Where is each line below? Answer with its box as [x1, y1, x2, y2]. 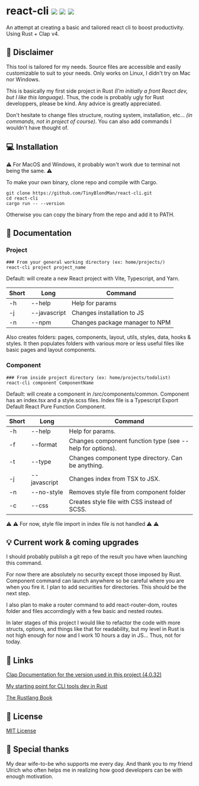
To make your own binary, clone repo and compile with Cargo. [6, 178, 158, 185]
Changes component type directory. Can [69, 453, 182, 462]
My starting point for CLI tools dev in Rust [6, 683, 108, 690]
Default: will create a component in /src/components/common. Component [6, 390, 190, 397]
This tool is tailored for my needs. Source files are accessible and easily [6, 63, 181, 70]
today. [6, 638, 22, 645]
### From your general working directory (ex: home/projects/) [6, 260, 166, 266]
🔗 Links [6, 655, 34, 665]
